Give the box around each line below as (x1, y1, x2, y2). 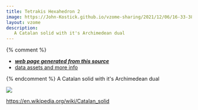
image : (6, 14, 22, 20)
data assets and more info (14, 64, 78, 71)
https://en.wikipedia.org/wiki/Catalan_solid (6, 98, 110, 105)
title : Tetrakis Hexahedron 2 (6, 8, 81, 15)
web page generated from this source (14, 58, 110, 65)
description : (6, 25, 38, 31)
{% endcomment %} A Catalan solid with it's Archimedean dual (6, 75, 160, 82)
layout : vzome (6, 19, 41, 25)
